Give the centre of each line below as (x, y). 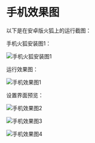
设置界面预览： (25, 95)
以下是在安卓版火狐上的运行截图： (49, 30)
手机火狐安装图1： (29, 43)
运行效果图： (22, 69)
